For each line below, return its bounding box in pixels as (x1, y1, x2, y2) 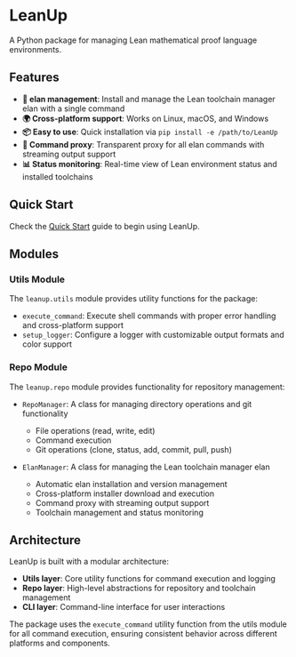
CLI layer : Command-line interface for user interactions (21, 602, 226, 613)
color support (21, 339, 73, 349)
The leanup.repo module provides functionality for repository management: (9, 381, 285, 392)
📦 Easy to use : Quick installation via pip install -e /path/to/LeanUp (21, 126, 278, 137)
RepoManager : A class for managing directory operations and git (21, 398, 252, 409)
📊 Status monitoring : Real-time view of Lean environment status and (21, 158, 277, 169)
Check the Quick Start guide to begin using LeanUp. (9, 220, 200, 231)
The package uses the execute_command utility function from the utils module (9, 619, 287, 629)
